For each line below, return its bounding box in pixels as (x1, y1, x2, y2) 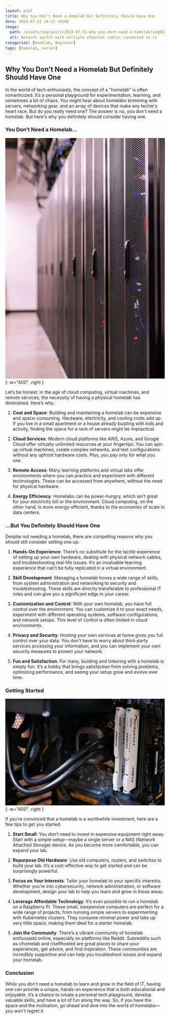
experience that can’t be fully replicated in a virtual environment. (12, 565, 148, 571)
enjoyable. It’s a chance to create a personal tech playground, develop (5, 992, 152, 998)
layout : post (5, 8, 33, 13)
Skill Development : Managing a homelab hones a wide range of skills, (12, 575, 159, 581)
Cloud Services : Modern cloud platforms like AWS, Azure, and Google (12, 436, 159, 442)
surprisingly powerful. (12, 868, 59, 874)
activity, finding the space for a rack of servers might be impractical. (12, 425, 155, 432)
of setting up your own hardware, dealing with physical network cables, (12, 554, 162, 560)
